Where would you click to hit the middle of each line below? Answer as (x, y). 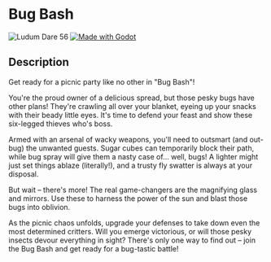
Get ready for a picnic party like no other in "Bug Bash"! (102, 81)
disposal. (24, 174)
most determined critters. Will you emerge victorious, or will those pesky (130, 231)
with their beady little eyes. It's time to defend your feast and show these (131, 115)
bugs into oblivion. (39, 207)
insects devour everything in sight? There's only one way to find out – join (132, 240)
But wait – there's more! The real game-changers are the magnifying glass (133, 190)
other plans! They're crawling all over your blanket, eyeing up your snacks (132, 106)
